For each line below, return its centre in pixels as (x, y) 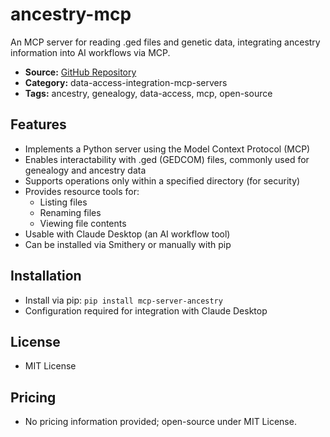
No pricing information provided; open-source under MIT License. (160, 422)
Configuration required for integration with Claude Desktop (146, 310)
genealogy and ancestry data (85, 170)
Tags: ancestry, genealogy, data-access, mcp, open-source (148, 93)
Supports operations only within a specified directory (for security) (162, 180)
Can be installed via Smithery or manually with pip (128, 244)
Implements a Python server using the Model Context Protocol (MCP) (167, 149)
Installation (46, 276)
